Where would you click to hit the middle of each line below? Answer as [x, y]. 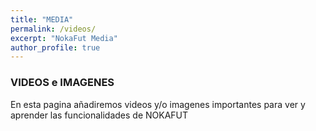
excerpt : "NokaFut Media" [64, 38]
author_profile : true [55, 47]
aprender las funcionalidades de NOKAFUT [99, 115]
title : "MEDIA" [42, 19]
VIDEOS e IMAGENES [62, 83]
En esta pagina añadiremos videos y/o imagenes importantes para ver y [158, 104]
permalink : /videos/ [53, 29]
